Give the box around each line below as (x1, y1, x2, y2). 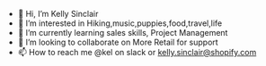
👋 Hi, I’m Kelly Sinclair (17, 9, 99, 19)
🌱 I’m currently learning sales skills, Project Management (17, 28, 228, 37)
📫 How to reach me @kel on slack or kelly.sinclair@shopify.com (17, 47, 257, 57)
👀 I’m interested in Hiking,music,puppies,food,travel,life (17, 18, 223, 29)
